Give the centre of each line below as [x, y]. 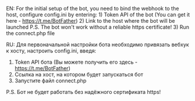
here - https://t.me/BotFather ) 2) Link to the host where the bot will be [90, 21]
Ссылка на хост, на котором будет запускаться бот [79, 74]
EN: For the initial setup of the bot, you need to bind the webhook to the [93, 8]
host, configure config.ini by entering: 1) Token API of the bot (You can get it [98, 15]
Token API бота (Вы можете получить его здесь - [76, 62]
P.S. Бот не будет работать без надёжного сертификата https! [84, 92]
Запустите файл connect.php [51, 81]
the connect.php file [31, 33]
